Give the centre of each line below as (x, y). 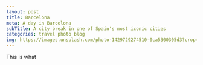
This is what (21, 57)
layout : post (23, 12)
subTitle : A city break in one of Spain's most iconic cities (86, 29)
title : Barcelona (28, 17)
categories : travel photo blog (46, 34)
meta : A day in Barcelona (39, 23)
